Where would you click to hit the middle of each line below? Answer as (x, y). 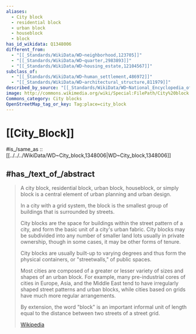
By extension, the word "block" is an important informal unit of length (104, 307)
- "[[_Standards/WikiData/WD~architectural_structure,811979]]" (91, 83)
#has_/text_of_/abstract (50, 174)
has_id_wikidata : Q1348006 (39, 45)
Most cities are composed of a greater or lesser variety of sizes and (102, 271)
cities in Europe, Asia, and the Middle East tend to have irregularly (99, 283)
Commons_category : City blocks (44, 98)
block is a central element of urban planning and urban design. (96, 195)
